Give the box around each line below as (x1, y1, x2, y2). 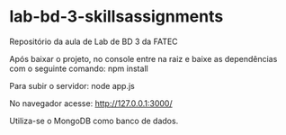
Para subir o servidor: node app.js (9, 80, 135, 91)
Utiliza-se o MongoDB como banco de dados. (9, 115, 179, 126)
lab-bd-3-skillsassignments (9, 6, 224, 27)
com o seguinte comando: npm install (9, 63, 148, 74)
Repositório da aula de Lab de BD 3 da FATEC (9, 36, 178, 47)
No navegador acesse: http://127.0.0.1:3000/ (9, 97, 173, 109)
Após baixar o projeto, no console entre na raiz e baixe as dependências (9, 53, 278, 64)
